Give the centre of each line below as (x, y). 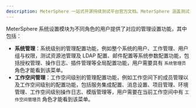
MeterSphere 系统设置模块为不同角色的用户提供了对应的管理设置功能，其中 (97, 28)
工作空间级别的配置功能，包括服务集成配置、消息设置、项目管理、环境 (104, 84)
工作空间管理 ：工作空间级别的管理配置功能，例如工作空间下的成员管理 (99, 77)
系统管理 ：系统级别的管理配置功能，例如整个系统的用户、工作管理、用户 (101, 48)
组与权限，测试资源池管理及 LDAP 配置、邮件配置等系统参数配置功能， (99, 55)
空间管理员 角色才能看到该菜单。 (56, 99)
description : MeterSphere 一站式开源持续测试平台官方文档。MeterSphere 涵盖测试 (98, 11)
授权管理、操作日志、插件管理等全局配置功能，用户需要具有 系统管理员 (103, 63)
